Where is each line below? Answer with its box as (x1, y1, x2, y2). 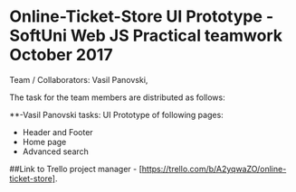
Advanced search (22, 146, 89, 157)
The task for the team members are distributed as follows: (9, 92, 225, 103)
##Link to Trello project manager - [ (9, 163, 143, 174)
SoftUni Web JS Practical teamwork (9, 25, 283, 46)
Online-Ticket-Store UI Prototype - (9, 6, 274, 27)
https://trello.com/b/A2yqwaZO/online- (141, 163, 287, 174)
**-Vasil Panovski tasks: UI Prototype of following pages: (9, 109, 224, 120)
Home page (22, 136, 67, 147)
